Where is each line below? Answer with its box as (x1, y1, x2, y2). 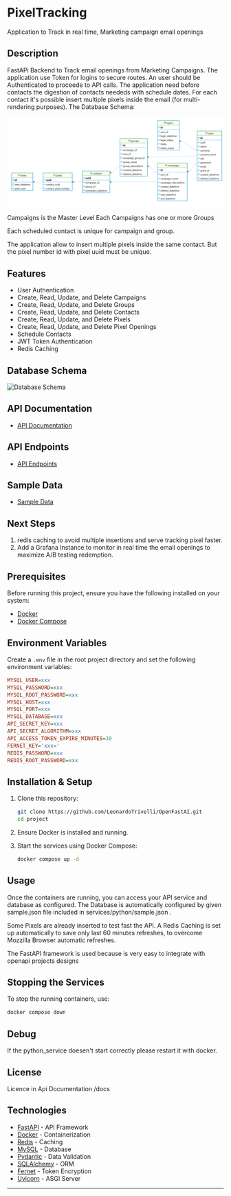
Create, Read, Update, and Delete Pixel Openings (16, 323, 157, 331)
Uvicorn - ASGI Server (16, 1174, 81, 1182)
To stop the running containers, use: (7, 995, 110, 1003)
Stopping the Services (7, 977, 104, 988)
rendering (7, 102, 35, 111)
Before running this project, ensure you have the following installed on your (7, 589, 220, 597)
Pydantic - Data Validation (16, 1152, 91, 1160)
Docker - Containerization (16, 1130, 91, 1139)
